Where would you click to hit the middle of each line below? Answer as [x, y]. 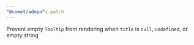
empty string [22, 35]
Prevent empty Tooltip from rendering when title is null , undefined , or [97, 29]
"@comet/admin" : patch [35, 12]
